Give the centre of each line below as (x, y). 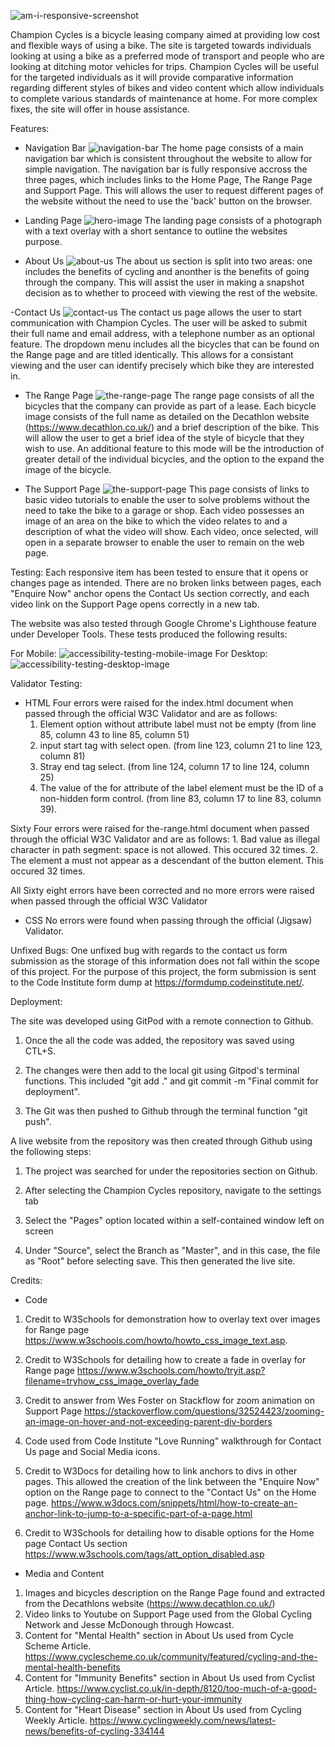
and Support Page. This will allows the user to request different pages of (174, 190)
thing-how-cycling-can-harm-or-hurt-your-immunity (133, 1699)
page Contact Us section (76, 1543)
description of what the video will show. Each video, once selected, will (171, 531)
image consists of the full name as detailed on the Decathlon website (167, 416)
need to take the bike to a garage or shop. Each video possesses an (164, 510)
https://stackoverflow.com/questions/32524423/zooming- (204, 1411)
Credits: (26, 1280)
